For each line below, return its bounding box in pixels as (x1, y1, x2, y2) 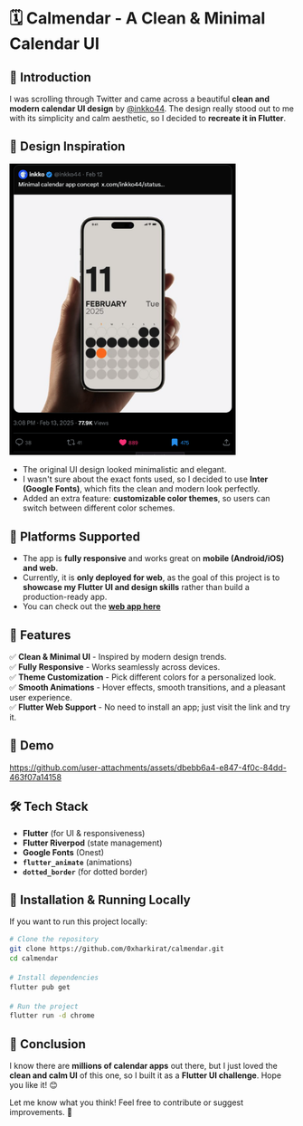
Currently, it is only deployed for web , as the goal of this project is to (22, 572, 280, 583)
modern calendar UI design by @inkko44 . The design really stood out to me (9, 103, 294, 114)
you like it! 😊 (9, 1080, 58, 1091)
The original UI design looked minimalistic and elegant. (22, 464, 227, 475)
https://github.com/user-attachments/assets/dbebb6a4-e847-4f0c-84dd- (9, 762, 287, 773)
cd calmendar (9, 954, 59, 963)
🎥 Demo (9, 738, 54, 753)
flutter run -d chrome (9, 1011, 95, 1020)
